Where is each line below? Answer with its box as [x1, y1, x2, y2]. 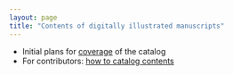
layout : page [9, 12, 58, 22]
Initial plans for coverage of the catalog [21, 46, 166, 56]
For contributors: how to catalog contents [21, 55, 175, 66]
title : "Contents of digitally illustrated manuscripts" [9, 21, 225, 30]
